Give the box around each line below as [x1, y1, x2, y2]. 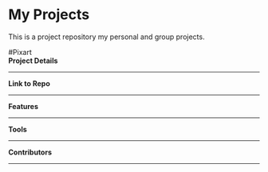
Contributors [8, 147, 53, 157]
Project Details [8, 56, 58, 65]
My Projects [8, 6, 90, 24]
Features [8, 101, 38, 111]
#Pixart [8, 47, 32, 57]
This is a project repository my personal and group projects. [8, 32, 205, 41]
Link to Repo [8, 78, 50, 88]
